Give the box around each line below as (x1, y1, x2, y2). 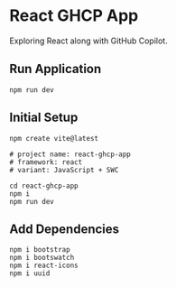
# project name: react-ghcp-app (9, 150, 131, 159)
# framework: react (9, 157, 83, 167)
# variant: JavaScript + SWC (9, 165, 119, 174)
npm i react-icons (9, 261, 79, 271)
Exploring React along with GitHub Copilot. (9, 35, 169, 46)
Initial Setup (9, 110, 79, 125)
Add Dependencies (9, 221, 120, 236)
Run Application (9, 61, 102, 77)
